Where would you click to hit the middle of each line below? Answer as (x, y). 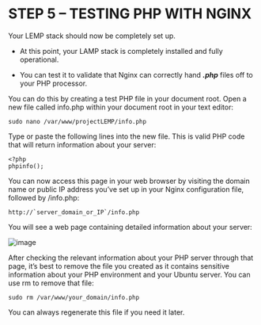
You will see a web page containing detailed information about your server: (130, 227)
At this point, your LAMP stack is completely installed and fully (121, 51)
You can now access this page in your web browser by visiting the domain (129, 181)
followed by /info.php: (44, 197)
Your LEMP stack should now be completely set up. (92, 36)
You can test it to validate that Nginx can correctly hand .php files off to (136, 75)
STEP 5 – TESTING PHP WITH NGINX (130, 14)
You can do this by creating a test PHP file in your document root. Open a (127, 98)
